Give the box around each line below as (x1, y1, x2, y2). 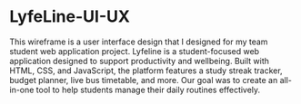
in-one (9, 84, 35, 95)
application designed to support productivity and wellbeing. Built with (9, 55, 270, 66)
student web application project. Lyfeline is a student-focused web (9, 45, 260, 56)
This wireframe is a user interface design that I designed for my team (9, 36, 268, 47)
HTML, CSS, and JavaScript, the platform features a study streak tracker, (9, 65, 284, 76)
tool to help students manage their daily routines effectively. (35, 84, 261, 95)
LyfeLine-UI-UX (9, 6, 130, 27)
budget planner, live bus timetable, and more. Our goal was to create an (9, 74, 278, 85)
